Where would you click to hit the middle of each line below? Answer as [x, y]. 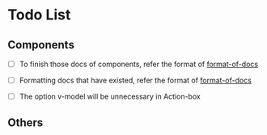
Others [25, 122]
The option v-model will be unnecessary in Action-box [110, 97]
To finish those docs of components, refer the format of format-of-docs [139, 64]
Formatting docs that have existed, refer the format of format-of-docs [136, 80]
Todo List [39, 15]
